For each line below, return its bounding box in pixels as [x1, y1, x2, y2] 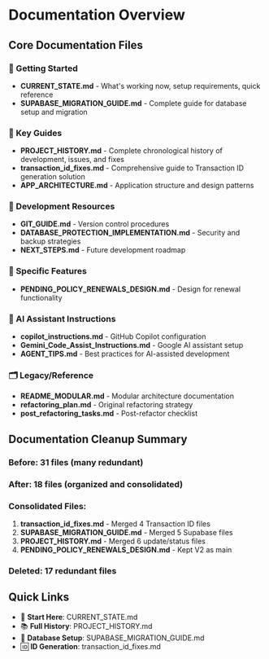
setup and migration [20, 107, 88, 116]
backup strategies [20, 236, 81, 246]
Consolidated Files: [8, 500, 87, 512]
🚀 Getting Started [8, 63, 79, 74]
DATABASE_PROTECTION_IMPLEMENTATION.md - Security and [20, 228, 241, 238]
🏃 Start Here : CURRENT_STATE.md [20, 612, 138, 622]
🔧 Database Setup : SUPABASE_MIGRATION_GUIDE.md [20, 633, 205, 643]
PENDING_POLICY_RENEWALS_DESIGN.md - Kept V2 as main [20, 544, 232, 555]
